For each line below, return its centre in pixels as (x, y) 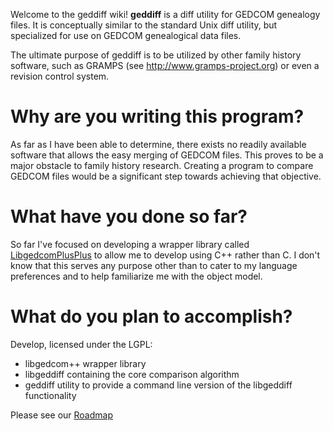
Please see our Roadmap (61, 415)
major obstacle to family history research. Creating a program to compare (162, 165)
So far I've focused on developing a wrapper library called (130, 244)
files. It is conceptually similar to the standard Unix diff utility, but (144, 25)
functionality (50, 395)
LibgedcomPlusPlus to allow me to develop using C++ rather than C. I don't (165, 255)
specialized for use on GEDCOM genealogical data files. (126, 35)
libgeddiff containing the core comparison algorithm (132, 374)
